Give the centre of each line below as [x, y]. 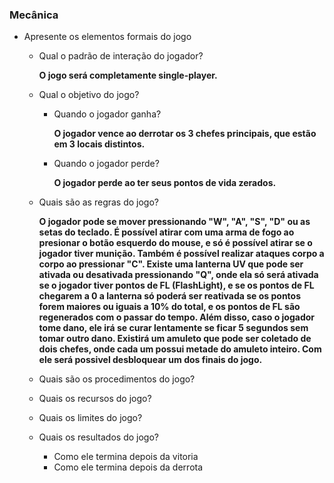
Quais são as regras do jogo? [98, 202]
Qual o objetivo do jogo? [89, 95]
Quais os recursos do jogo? [95, 399]
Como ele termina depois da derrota [128, 467]
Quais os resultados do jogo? [98, 437]
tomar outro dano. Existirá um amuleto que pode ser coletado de [175, 339]
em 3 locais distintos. [99, 144]
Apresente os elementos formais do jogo [107, 37]
